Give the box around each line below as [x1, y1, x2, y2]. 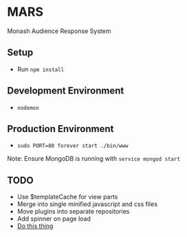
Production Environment [7, 123, 114, 135]
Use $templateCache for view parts [16, 193, 118, 201]
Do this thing [16, 222, 54, 230]
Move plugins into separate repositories [16, 207, 130, 216]
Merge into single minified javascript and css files [16, 200, 158, 208]
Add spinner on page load [16, 214, 91, 223]
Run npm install [16, 65, 65, 73]
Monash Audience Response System [7, 27, 111, 35]
